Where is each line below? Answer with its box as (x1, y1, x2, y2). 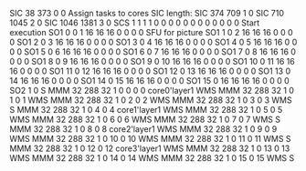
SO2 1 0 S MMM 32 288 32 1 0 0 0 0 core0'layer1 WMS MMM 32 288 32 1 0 (9, 85, 295, 96)
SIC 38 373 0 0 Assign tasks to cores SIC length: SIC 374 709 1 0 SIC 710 (9, 8, 285, 18)
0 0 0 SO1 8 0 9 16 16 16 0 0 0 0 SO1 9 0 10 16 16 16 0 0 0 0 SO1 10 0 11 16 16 (9, 56, 295, 66)
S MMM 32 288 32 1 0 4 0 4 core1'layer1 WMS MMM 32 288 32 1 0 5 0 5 (9, 105, 283, 115)
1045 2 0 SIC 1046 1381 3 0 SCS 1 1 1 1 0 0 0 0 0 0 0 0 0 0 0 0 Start (9, 17, 260, 28)
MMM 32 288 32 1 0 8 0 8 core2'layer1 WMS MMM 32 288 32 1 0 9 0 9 (9, 124, 278, 135)
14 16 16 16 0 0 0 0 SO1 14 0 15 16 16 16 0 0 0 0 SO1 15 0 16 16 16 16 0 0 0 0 (9, 75, 290, 85)
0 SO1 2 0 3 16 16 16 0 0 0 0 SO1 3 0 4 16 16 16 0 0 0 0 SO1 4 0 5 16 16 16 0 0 (9, 36, 298, 47)
